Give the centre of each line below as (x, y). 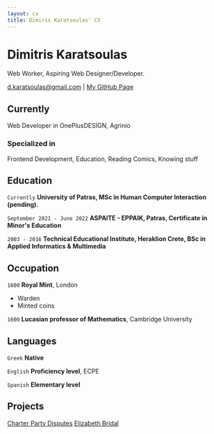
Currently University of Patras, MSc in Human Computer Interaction (107, 197)
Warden (28, 299)
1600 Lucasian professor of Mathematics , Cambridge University (100, 319)
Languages (32, 341)
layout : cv (23, 14)
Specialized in (31, 144)
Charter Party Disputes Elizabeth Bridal (63, 423)
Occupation (33, 268)
